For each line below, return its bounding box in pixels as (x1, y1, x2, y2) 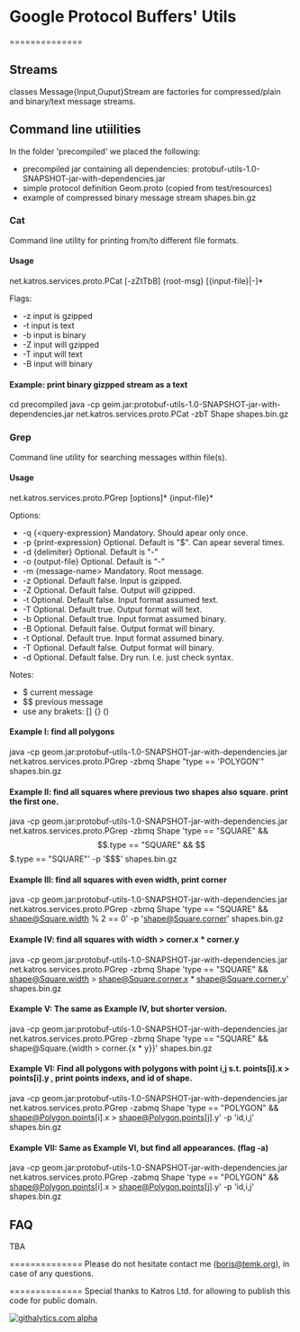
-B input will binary (22, 359, 93, 369)
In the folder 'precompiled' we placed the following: (9, 146, 201, 157)
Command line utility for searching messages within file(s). (9, 452, 228, 462)
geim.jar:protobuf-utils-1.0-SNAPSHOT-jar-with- (102, 399, 281, 410)
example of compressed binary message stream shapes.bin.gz (22, 192, 257, 203)
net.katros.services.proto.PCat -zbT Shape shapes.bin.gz (76, 408, 289, 420)
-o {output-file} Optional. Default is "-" (22, 556, 165, 567)
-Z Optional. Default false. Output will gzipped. (22, 584, 195, 596)
